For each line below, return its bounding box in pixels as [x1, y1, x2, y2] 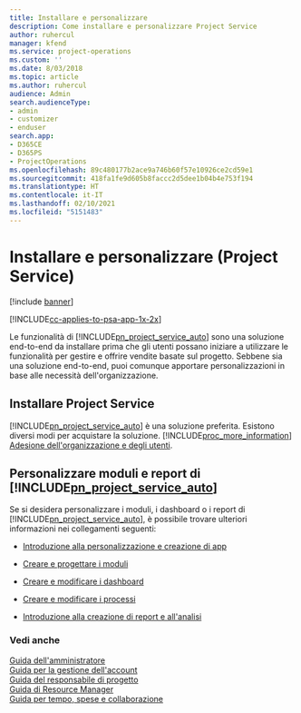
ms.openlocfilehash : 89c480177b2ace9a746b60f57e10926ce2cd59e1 [9, 165, 254, 174]
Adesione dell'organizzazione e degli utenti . [9, 440, 173, 451]
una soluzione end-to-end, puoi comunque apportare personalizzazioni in [9, 360, 286, 371]
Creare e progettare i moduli [22, 559, 129, 569]
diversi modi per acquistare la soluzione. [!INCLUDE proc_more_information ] [9, 430, 293, 441]
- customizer [9, 114, 59, 124]
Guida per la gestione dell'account [9, 664, 138, 675]
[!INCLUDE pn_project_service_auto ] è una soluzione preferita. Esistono [9, 420, 275, 431]
